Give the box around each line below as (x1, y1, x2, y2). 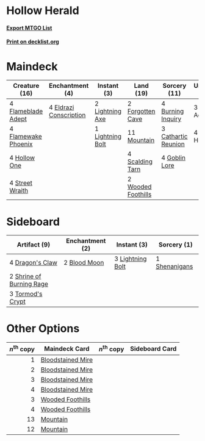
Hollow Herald (6, 4, 79, 18)
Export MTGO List (6, 24, 52, 31)
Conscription (48, 111, 86, 120)
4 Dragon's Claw (9, 259, 58, 267)
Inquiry (161, 115, 182, 123)
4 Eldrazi (48, 103, 74, 112)
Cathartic (161, 132, 188, 141)
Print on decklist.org (6, 38, 59, 46)
